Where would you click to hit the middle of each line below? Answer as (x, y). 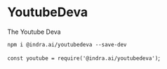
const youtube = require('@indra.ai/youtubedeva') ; (83, 58)
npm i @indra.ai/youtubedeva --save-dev (67, 44)
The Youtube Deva (34, 32)
